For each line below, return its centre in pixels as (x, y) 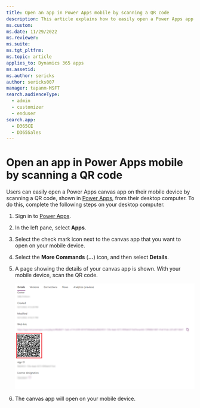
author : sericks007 (30, 82)
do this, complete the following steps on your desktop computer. (86, 205)
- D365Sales (27, 132)
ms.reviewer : (22, 38)
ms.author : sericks (30, 76)
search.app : (21, 119)
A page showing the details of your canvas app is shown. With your (98, 269)
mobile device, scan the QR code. (56, 275)
